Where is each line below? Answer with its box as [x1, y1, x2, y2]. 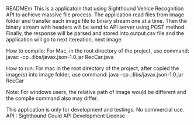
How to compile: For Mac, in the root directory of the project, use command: [6, 47, 189, 54]
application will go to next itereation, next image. [6, 36, 123, 43]
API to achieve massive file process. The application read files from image [6, 11, 185, 18]
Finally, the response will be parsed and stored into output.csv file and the [6, 30, 184, 37]
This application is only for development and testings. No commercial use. [6, 106, 185, 113]
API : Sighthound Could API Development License [6, 112, 126, 119]
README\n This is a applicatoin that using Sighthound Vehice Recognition [6, 5, 184, 12]
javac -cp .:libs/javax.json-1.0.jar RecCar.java [6, 54, 114, 60]
